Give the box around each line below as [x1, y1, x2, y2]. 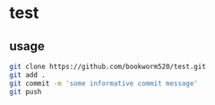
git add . [9, 70, 47, 79]
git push [9, 87, 42, 96]
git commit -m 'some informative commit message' [9, 79, 199, 88]
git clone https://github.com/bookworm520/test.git [9, 62, 206, 71]
